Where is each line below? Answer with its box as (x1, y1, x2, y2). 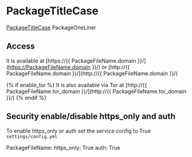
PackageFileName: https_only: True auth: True (6, 144, 121, 151)
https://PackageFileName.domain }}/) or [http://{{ (8, 63, 130, 70)
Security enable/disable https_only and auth (6, 112, 176, 122)
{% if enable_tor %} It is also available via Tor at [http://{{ (6, 81, 148, 88)
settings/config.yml (6, 133, 58, 140)
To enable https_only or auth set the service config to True (6, 127, 151, 134)
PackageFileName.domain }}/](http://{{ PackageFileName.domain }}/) (6, 70, 178, 77)
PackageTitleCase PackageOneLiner (6, 24, 97, 31)
